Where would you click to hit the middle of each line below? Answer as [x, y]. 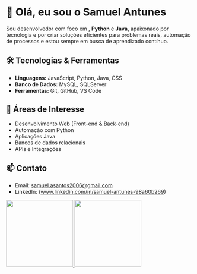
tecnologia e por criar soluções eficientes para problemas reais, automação [99, 34]
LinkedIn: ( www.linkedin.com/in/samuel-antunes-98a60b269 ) [90, 192]
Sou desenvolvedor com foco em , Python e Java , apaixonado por [88, 29]
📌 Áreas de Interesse [45, 109]
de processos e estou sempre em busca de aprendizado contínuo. [87, 41]
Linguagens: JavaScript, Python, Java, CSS [69, 78]
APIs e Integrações [38, 149]
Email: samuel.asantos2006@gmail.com [63, 185]
